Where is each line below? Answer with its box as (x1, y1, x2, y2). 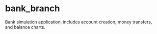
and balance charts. (5, 24, 46, 30)
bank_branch (5, 3, 60, 14)
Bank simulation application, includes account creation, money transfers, (5, 19, 152, 25)
